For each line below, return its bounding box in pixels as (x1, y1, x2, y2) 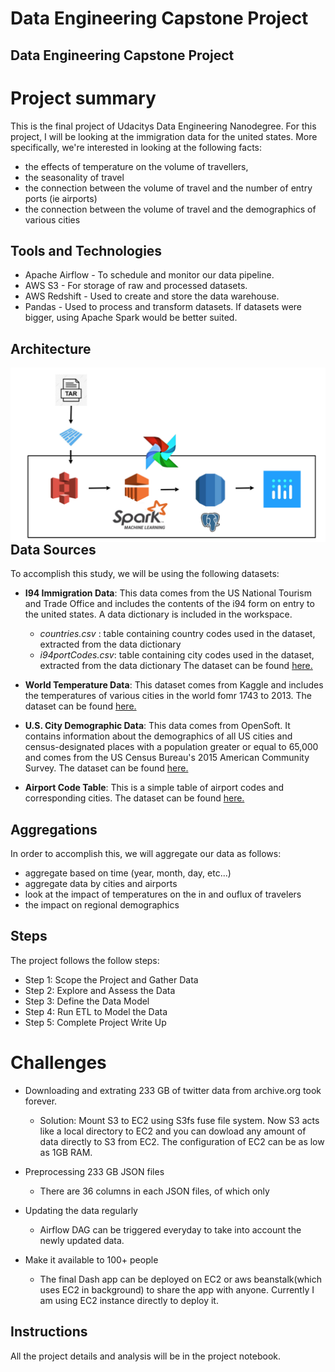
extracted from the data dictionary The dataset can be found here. (39, 660, 313, 672)
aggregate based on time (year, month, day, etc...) (24, 867, 232, 879)
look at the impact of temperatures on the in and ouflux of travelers (24, 888, 302, 900)
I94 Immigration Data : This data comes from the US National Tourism (24, 587, 312, 599)
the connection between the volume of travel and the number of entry (24, 182, 313, 194)
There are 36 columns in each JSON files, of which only (39, 1185, 270, 1197)
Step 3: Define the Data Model (24, 995, 150, 1007)
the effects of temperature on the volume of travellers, (24, 160, 249, 172)
